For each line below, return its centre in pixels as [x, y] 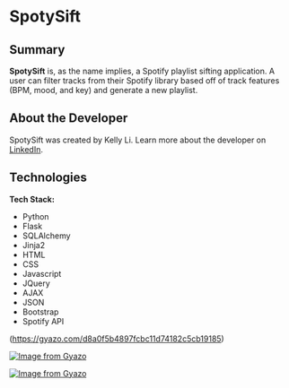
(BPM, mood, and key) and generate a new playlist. [104, 90]
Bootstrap [40, 312]
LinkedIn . [26, 149]
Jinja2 [34, 245]
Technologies [48, 178]
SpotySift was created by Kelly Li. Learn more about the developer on [138, 140]
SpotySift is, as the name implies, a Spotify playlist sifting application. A [142, 71]
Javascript [42, 273]
